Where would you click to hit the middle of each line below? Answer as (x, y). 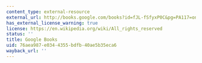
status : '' (20, 34)
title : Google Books (32, 40)
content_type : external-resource (48, 12)
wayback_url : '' (26, 51)
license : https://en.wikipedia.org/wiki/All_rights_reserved (84, 28)
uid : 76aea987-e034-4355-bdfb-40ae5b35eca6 (62, 46)
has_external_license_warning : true (52, 23)
